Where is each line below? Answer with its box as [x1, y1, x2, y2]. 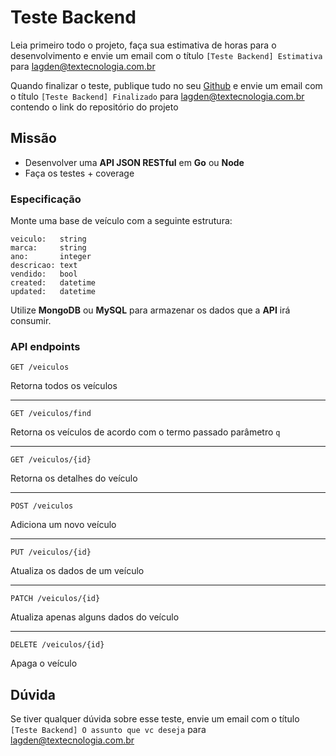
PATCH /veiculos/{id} [10, 594, 101, 604]
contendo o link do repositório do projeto [10, 101, 179, 113]
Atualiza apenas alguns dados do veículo [10, 611, 180, 623]
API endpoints [10, 339, 81, 353]
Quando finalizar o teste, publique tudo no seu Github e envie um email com [10, 79, 323, 91]
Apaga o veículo [10, 657, 78, 670]
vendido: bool [10, 269, 78, 280]
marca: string [10, 243, 87, 253]
